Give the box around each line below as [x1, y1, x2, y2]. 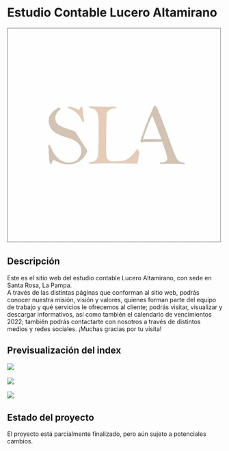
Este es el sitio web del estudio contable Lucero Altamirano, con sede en [7, 273, 212, 282]
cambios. [7, 437, 33, 446]
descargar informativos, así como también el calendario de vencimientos [7, 310, 212, 318]
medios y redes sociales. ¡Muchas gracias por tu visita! [7, 324, 162, 333]
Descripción [7, 256, 60, 267]
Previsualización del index [7, 345, 122, 356]
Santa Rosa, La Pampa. [7, 281, 72, 289]
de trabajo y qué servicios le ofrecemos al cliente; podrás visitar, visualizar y [7, 303, 223, 311]
